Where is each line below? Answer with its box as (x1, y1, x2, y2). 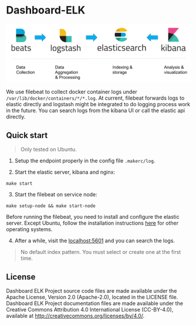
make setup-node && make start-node (6, 203, 96, 209)
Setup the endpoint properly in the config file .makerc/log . (14, 157, 156, 164)
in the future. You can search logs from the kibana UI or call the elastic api (6, 107, 185, 114)
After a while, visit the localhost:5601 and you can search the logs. (14, 237, 175, 244)
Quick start (6, 130, 48, 140)
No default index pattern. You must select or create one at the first (20, 249, 181, 256)
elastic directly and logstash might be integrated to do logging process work (6, 101, 191, 108)
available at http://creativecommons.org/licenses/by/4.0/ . (6, 312, 145, 319)
